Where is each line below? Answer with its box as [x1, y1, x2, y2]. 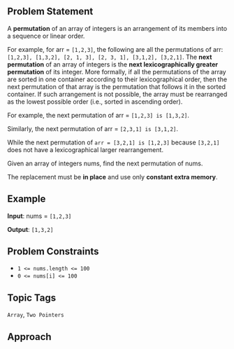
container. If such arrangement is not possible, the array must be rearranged [7, 90, 228, 98]
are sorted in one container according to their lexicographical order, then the [7, 75, 228, 83]
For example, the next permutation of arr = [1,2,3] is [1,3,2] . [7, 111, 190, 119]
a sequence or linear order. [7, 32, 85, 40]
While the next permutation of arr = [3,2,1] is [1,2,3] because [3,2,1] [7, 138, 220, 146]
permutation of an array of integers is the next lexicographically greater [7, 60, 219, 69]
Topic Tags [7, 292, 57, 303]
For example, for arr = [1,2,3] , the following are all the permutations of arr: [7, 45, 224, 53]
